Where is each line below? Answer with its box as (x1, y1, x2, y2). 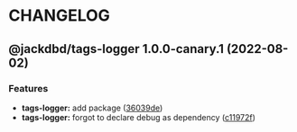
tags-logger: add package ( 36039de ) (21, 102, 163, 113)
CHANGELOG (8, 5, 110, 26)
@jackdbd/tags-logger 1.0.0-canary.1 (8, 41, 225, 57)
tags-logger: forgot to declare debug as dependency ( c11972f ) (21, 111, 256, 122)
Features (8, 82, 49, 94)
